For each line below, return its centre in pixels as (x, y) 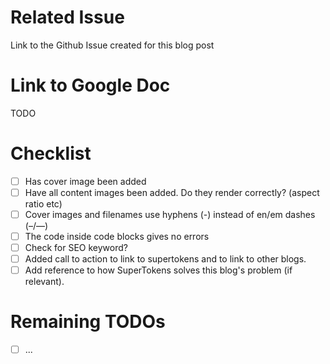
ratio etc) (43, 203)
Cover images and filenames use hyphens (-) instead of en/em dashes (170, 214)
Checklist (51, 153)
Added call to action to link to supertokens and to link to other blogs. (165, 259)
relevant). (44, 282)
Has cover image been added (85, 181)
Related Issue (67, 17)
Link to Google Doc (90, 85)
